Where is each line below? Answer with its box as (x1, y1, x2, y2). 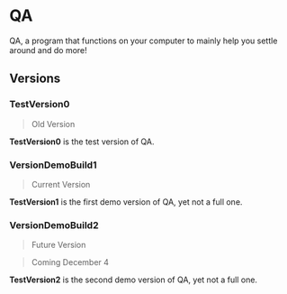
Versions (9, 71, 61, 87)
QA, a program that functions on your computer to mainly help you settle (9, 35, 278, 46)
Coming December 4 (31, 257, 110, 268)
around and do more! (9, 44, 87, 55)
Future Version (31, 240, 86, 251)
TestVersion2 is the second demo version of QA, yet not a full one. (9, 274, 258, 285)
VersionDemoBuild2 (9, 218, 99, 231)
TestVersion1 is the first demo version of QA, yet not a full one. (9, 196, 243, 207)
